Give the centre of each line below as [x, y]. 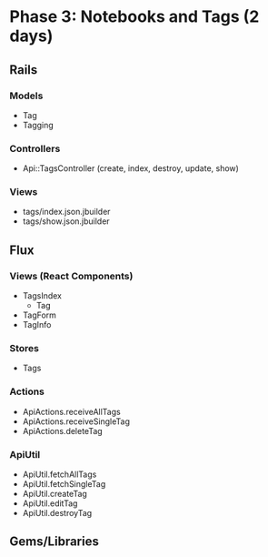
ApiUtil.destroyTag [57, 513]
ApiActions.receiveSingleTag [76, 421]
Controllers [35, 148]
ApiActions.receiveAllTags [71, 411]
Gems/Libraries [55, 542]
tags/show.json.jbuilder [66, 221]
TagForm [40, 315]
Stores [24, 349]
